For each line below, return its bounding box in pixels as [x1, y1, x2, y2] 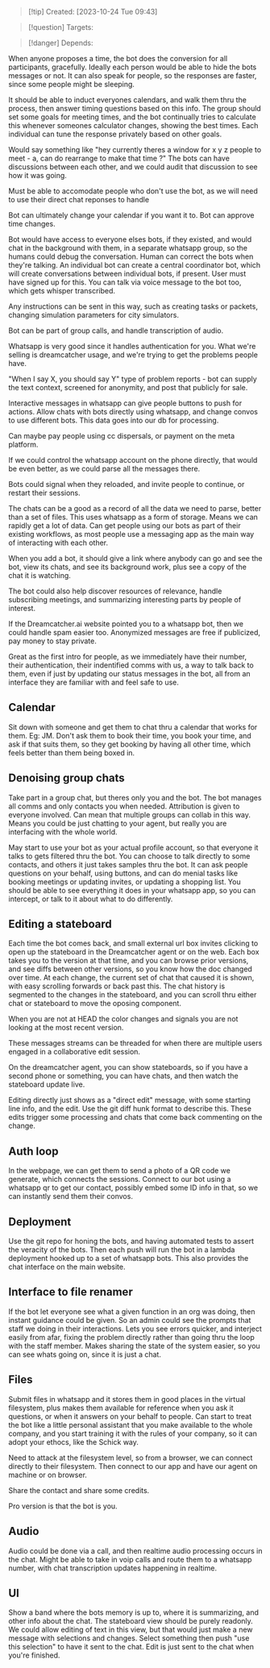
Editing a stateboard [8, 917, 113, 931]
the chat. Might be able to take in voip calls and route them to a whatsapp [8, 1554, 252, 1564]
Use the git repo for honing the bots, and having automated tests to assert [8, 1237, 254, 1246]
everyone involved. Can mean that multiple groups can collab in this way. [8, 809, 251, 819]
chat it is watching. [8, 571, 71, 580]
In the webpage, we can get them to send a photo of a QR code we [8, 1166, 231, 1175]
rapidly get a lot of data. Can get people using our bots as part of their [8, 521, 241, 530]
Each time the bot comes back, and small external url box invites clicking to [8, 938, 259, 948]
